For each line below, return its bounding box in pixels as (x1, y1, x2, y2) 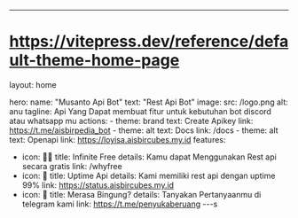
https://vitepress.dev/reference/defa (9, 32, 289, 51)
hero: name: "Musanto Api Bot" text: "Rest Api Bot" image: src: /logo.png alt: (9, 97, 288, 107)
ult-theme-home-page (9, 51, 180, 71)
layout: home (9, 79, 57, 90)
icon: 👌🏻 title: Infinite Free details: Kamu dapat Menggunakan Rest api (21, 152, 277, 162)
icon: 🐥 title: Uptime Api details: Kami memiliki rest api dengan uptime (21, 170, 276, 181)
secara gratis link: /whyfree (21, 160, 122, 171)
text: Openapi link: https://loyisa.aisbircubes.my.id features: (9, 134, 226, 144)
